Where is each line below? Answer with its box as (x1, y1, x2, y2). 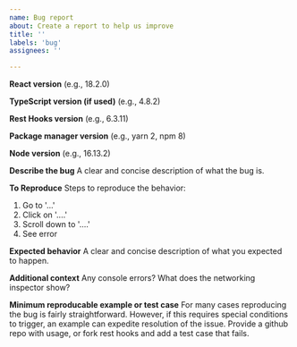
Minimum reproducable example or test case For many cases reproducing (9, 300, 287, 310)
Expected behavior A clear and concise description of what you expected (9, 246, 283, 257)
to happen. (9, 256, 49, 267)
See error (21, 229, 58, 240)
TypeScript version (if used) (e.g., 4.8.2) (9, 96, 161, 107)
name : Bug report (9, 13, 74, 22)
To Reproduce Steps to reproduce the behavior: (9, 182, 186, 193)
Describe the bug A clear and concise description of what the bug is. (9, 165, 265, 176)
